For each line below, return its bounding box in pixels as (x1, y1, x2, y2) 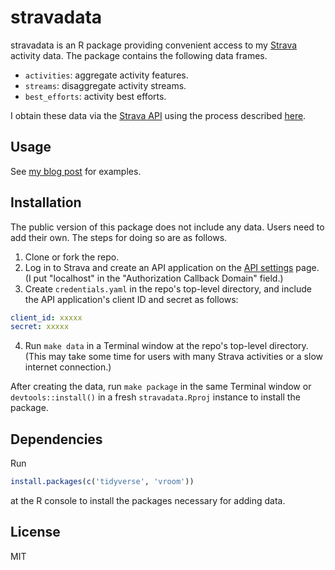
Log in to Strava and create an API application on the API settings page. (24, 261, 320, 273)
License (10, 524, 61, 541)
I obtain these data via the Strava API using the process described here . (10, 109, 307, 121)
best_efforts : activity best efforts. (24, 90, 167, 102)
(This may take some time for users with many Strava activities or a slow (24, 351, 323, 363)
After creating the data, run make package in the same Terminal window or (10, 381, 312, 393)
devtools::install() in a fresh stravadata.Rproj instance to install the (10, 391, 301, 403)
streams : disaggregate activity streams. (24, 79, 187, 91)
